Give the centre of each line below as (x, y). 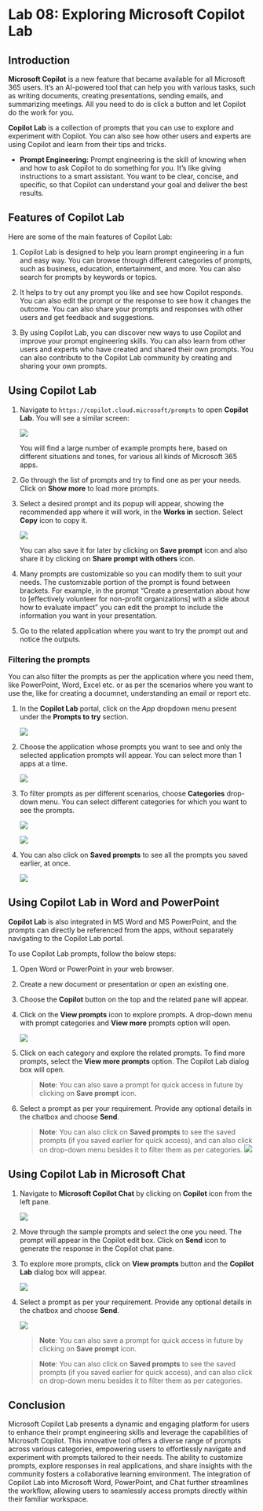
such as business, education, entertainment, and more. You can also (130, 268)
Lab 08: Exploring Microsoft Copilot (126, 15)
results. (32, 193)
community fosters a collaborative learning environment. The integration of (130, 1474)
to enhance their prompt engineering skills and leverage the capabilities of (128, 1432)
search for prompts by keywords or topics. (88, 277)
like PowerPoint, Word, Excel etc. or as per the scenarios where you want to (131, 685)
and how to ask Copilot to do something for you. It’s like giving (120, 168)
